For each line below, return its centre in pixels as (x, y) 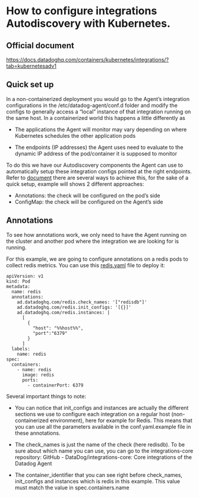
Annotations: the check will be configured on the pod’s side (87, 195)
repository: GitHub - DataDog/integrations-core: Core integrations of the (103, 457)
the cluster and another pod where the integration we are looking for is (93, 241)
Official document (40, 45)
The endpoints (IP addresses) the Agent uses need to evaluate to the (99, 147)
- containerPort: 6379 (56, 385)
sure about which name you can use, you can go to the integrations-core (104, 451)
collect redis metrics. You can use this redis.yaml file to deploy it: (86, 265)
